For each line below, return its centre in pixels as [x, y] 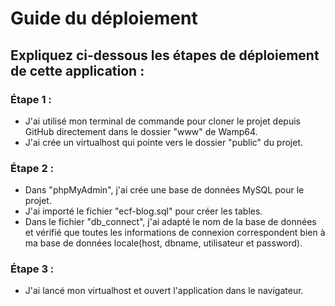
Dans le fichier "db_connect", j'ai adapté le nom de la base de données [170, 222]
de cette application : [77, 70]
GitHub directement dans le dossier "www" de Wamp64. [141, 131]
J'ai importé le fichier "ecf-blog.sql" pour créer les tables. [143, 211]
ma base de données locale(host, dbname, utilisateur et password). [163, 243]
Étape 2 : [32, 168]
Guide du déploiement [104, 18]
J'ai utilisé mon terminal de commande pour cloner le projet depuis [162, 121]
